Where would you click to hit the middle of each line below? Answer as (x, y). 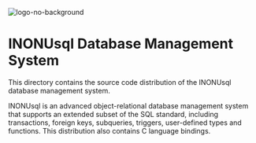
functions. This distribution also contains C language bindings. (109, 130)
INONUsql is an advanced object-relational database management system (128, 105)
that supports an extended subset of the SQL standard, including (113, 114)
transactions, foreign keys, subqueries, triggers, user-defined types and (125, 123)
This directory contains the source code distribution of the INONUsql (120, 82)
